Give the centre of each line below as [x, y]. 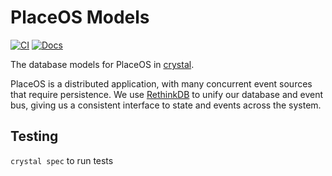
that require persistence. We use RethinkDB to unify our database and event [167, 94]
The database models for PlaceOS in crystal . [102, 64]
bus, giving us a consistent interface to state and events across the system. [166, 105]
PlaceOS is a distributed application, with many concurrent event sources [161, 83]
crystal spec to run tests [62, 160]
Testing [34, 136]
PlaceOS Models [80, 17]
